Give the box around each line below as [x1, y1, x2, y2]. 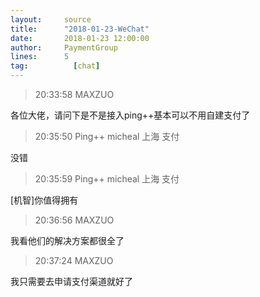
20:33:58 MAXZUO [34, 89, 115, 100]
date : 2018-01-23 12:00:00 [10, 33, 150, 43]
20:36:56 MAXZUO [34, 214, 115, 226]
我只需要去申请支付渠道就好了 [10, 276, 133, 287]
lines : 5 [10, 52, 70, 62]
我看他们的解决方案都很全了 [10, 235, 125, 246]
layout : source [10, 14, 92, 25]
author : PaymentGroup [10, 42, 118, 53]
